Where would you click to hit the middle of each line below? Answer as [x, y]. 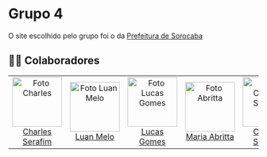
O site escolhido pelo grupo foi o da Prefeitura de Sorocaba [106, 36]
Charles [37, 132]
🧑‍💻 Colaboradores [54, 61]
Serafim [37, 141]
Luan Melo [95, 136]
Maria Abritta [210, 136]
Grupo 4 [36, 14]
